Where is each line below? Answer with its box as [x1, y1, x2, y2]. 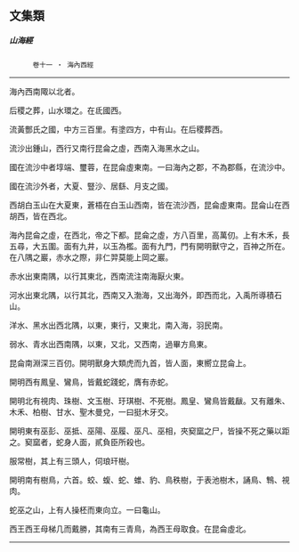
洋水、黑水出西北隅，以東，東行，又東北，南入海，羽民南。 [9, 320, 228, 331]
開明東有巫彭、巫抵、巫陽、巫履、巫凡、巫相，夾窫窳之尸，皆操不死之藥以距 [9, 426, 290, 436]
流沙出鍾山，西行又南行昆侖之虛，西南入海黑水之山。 [9, 143, 205, 154]
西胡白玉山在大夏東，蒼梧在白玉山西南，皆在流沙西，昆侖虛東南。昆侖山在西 [9, 199, 290, 211]
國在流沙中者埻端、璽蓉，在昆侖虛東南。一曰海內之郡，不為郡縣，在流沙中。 [9, 162, 290, 173]
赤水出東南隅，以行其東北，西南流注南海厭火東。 [9, 271, 189, 282]
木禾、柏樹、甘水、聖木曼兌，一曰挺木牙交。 [9, 407, 174, 418]
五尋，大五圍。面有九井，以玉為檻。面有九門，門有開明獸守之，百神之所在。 [9, 241, 290, 252]
